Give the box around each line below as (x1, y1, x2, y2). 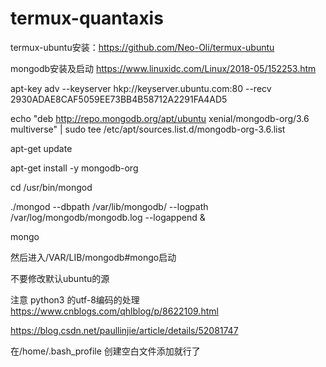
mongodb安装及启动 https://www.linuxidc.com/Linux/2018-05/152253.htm (10, 62, 317, 74)
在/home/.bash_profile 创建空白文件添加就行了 (10, 345, 201, 357)
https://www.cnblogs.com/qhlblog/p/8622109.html (10, 305, 219, 317)
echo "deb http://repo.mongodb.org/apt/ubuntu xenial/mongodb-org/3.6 (10, 112, 310, 124)
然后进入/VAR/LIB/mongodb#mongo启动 (10, 251, 177, 263)
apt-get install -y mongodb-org (10, 162, 139, 174)
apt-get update (10, 142, 73, 154)
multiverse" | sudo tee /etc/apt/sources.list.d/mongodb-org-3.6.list (10, 123, 286, 135)
